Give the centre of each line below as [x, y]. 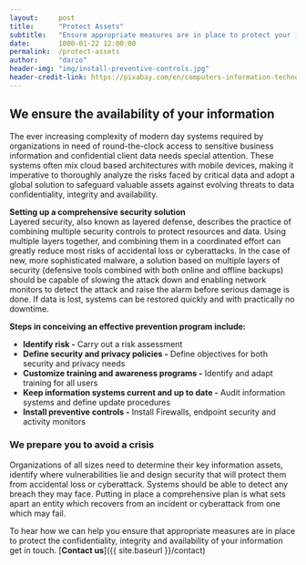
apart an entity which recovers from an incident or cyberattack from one [145, 503]
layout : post [42, 18]
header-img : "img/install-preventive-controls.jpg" [109, 69]
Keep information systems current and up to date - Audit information [154, 392]
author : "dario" [49, 60]
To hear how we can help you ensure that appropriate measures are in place [153, 530]
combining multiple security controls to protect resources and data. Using [148, 231]
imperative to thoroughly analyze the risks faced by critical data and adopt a [153, 175]
